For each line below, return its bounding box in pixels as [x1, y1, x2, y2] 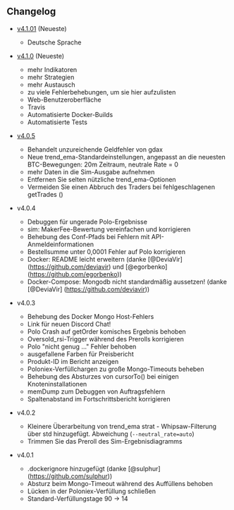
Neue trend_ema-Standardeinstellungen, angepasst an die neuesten [27, 152, 226, 161]
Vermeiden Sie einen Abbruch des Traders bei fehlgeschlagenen [27, 183, 216, 191]
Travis [27, 102, 46, 111]
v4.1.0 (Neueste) [16, 51, 65, 60]
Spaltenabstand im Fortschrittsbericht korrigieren [27, 394, 171, 403]
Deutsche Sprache [27, 38, 82, 47]
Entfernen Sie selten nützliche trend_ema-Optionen [27, 175, 177, 183]
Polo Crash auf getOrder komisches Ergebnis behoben [27, 327, 186, 336]
